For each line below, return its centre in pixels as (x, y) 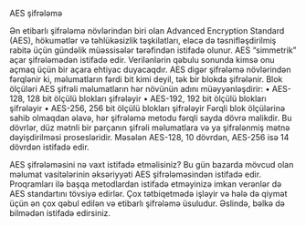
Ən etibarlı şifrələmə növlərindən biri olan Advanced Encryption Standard (147, 31)
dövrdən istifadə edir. (49, 147)
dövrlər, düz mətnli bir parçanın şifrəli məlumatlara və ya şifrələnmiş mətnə (150, 128)
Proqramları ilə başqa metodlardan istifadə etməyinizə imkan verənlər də (146, 184)
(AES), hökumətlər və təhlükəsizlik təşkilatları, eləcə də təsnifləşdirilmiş (143, 41)
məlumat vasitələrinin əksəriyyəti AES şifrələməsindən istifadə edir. (136, 174)
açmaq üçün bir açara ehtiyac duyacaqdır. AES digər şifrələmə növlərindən (150, 69)
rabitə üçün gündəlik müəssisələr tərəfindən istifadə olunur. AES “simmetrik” (153, 50)
